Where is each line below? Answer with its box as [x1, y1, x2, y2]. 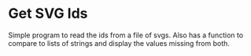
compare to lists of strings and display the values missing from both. [8, 38, 231, 47]
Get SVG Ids [8, 5, 88, 23]
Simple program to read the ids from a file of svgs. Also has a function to [8, 30, 244, 40]
